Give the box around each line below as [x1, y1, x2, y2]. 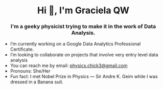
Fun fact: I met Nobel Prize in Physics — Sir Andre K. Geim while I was [10, 74, 158, 80]
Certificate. [10, 46, 34, 53]
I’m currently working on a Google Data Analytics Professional [10, 41, 141, 47]
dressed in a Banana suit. [10, 79, 64, 85]
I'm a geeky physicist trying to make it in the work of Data [10, 23, 156, 30]
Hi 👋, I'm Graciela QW [37, 5, 129, 16]
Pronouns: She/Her [10, 68, 51, 74]
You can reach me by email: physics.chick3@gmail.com [10, 62, 128, 69]
